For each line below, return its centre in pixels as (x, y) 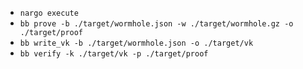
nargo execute (49, 13)
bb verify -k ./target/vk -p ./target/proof (114, 54)
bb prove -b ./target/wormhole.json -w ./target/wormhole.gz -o (156, 24)
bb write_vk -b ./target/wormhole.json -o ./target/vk (136, 43)
